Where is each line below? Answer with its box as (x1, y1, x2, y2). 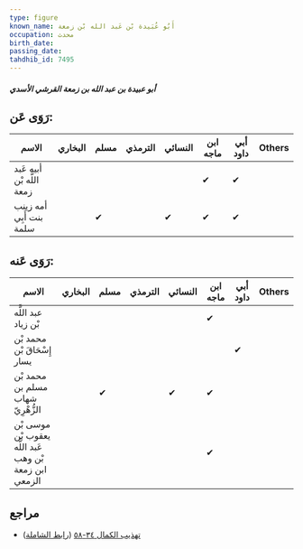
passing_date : (9, 47, 63, 56)
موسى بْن (14, 418, 51, 431)
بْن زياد (14, 318, 41, 330)
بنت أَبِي (14, 211, 43, 224)
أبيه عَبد (14, 163, 42, 175)
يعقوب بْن (14, 430, 51, 442)
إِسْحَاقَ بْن (14, 344, 52, 357)
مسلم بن (14, 381, 48, 394)
